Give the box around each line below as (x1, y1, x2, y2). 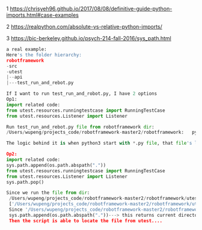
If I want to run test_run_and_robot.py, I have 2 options (6, 91, 158, 97)
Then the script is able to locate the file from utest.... (8, 217, 163, 224)
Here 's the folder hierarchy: (6, 52, 82, 58)
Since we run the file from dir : (6, 190, 90, 196)
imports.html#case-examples (6, 11, 79, 19)
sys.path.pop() (6, 179, 44, 185)
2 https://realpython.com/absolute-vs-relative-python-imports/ (6, 23, 162, 30)
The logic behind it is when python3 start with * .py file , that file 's (6, 141, 192, 147)
